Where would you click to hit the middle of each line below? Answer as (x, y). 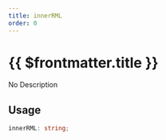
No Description (33, 85)
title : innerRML (35, 16)
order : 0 (23, 23)
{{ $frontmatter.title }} (83, 63)
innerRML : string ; (39, 129)
